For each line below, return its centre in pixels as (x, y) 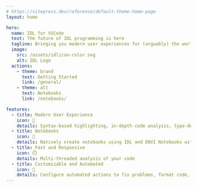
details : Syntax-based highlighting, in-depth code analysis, (94, 126)
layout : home (22, 17)
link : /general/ (41, 82)
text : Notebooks (41, 93)
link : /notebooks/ (44, 99)
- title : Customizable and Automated (57, 164)
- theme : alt (33, 88)
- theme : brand (35, 71)
